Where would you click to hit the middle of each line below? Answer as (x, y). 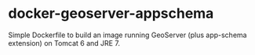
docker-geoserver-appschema (111, 14)
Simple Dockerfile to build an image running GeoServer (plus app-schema (127, 35)
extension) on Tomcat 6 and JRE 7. (64, 43)
